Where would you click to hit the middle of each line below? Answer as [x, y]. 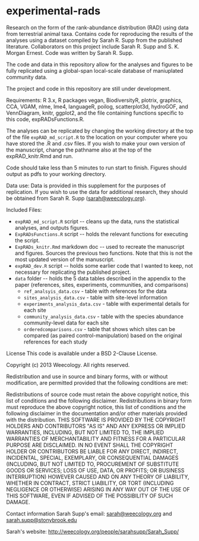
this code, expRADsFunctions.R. [45, 119]
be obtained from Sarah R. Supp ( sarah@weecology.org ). [76, 198]
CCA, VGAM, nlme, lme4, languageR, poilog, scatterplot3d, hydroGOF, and [97, 106]
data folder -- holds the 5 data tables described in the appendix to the [100, 278]
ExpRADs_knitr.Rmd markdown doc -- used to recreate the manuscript [99, 246]
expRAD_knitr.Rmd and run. [40, 156]
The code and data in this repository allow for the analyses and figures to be [99, 64]
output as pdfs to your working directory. [56, 174]
